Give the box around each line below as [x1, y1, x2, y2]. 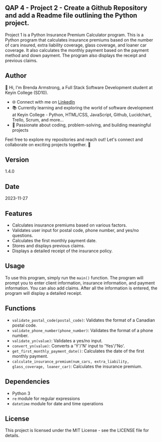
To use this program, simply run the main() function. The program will [5, 274, 144, 280]
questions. [12, 232, 33, 239]
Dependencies [5, 378, 50, 386]
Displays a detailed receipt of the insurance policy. [12, 248, 113, 254]
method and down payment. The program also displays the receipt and [5, 52, 147, 58]
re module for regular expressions [12, 396, 80, 401]
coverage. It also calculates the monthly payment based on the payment [5, 47, 149, 53]
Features [5, 209, 32, 217]
